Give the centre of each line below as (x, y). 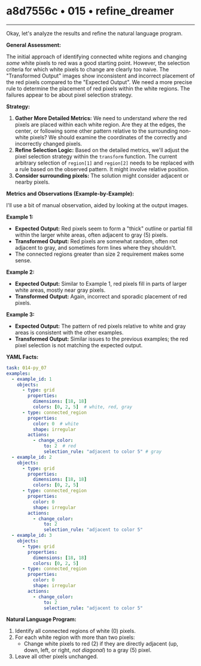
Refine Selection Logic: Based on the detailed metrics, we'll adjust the (102, 150)
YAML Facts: (22, 357)
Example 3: (20, 314)
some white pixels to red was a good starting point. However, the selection (98, 63)
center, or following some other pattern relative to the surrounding (96, 131)
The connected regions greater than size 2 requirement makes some (99, 254)
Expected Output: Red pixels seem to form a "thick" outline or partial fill (103, 228)
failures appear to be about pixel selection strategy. (69, 95)
